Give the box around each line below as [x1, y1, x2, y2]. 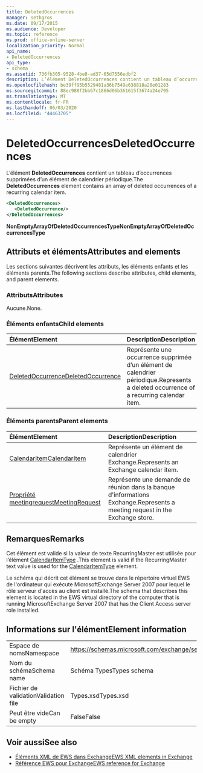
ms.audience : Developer [6, 25, 66, 32]
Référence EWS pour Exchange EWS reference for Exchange [14, 760, 165, 767]
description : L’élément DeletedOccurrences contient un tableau [6, 76, 172, 82]
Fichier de [9, 684, 38, 692]
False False [70, 713, 101, 721]
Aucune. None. [6, 304, 42, 312]
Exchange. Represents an [108, 458, 179, 466]
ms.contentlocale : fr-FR [6, 99, 69, 105]
